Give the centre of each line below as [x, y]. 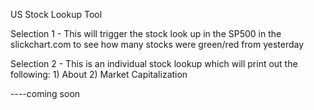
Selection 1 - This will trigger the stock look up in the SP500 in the [146, 33]
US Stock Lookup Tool [56, 14]
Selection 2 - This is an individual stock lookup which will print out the [154, 63]
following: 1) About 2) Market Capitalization [99, 74]
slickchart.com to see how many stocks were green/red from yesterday [157, 44]
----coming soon [45, 93]
